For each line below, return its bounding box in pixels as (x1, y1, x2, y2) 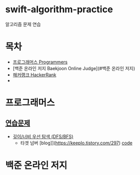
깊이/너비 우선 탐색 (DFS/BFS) (12, 133, 74, 139)
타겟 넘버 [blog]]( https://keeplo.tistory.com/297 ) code (20, 140, 133, 146)
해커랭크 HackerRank (12, 72, 57, 78)
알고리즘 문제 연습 (5, 21, 41, 27)
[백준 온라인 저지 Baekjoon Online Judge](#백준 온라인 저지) (12, 65, 135, 71)
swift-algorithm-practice (5, 4, 113, 15)
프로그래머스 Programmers (12, 59, 68, 65)
